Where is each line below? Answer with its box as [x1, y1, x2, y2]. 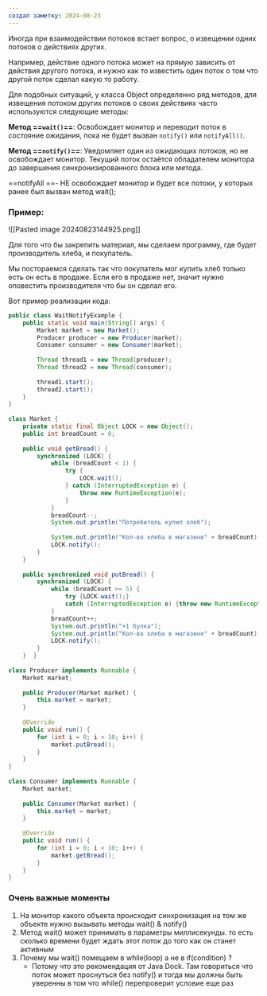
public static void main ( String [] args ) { [22, 319, 165, 327]
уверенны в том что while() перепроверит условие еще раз [31, 978, 234, 987]
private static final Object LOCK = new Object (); [22, 422, 194, 430]
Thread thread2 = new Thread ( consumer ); [37, 364, 172, 372]
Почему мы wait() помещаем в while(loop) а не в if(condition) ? [19, 952, 232, 963]
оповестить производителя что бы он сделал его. [8, 280, 177, 290]
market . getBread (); [50, 851, 115, 859]
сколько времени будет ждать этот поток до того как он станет [19, 936, 237, 945]
